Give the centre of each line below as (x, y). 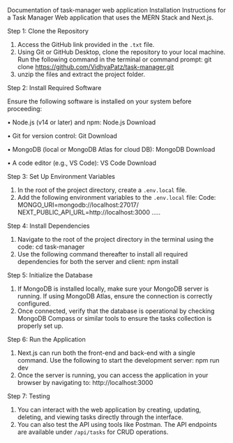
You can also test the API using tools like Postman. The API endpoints (117, 424)
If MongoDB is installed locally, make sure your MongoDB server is (113, 289)
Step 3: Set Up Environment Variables (61, 176)
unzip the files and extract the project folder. (81, 74)
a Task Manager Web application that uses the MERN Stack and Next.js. (111, 17)
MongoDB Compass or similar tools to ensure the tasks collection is (114, 318)
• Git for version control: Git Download (62, 136)
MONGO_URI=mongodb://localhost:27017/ (78, 205)
